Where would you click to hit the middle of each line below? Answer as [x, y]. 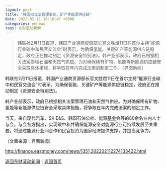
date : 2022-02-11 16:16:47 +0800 [40, 19]
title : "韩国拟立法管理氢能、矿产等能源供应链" [48, 14]
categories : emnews [25, 24]
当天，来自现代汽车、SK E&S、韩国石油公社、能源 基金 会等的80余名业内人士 [83, 118]
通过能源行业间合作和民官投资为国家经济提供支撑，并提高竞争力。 [85, 131]
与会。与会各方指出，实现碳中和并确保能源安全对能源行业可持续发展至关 [79, 124]
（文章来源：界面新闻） [29, 141]
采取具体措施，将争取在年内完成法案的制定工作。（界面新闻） [84, 68]
